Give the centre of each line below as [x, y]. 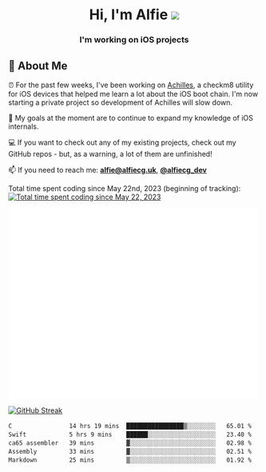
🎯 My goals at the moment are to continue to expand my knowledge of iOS [131, 118]
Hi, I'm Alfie [129, 15]
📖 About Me [38, 66]
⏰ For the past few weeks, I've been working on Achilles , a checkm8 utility [131, 85]
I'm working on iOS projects [134, 40]
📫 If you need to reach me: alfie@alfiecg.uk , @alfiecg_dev [108, 170]
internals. [24, 126]
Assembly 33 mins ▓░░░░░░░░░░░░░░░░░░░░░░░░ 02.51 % [130, 451]
